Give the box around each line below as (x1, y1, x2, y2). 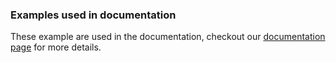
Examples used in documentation (10, 8, 177, 22)
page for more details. (10, 41, 102, 53)
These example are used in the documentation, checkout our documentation (10, 31, 326, 43)
